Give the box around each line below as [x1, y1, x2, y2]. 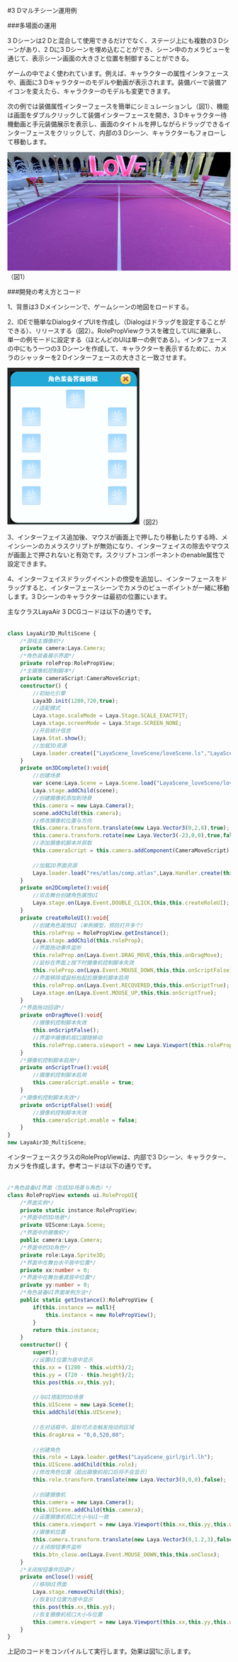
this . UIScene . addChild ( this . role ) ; [33, 1461, 138, 1468]
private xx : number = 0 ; [20, 1267, 91, 1274]
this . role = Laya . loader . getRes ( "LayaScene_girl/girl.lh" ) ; [33, 1454, 214, 1461]
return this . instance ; [33, 1326, 100, 1333]
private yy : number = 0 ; [20, 1281, 91, 1289]
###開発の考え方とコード [7, 287, 81, 296]
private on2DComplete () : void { [20, 885, 110, 892]
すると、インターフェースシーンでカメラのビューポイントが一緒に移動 [25, 583, 230, 591]
